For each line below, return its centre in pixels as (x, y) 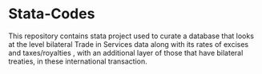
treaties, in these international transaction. (78, 61)
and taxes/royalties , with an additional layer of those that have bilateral (126, 53)
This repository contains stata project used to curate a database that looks (131, 36)
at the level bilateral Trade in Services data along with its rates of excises (129, 44)
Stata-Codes (52, 14)
